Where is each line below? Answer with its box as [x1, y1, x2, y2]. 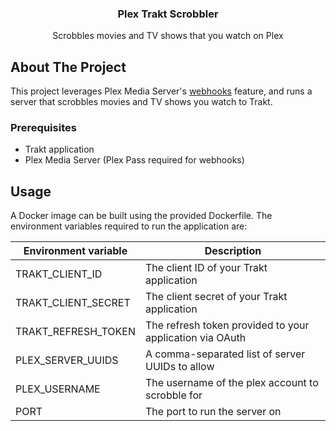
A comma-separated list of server [145, 347, 306, 361]
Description [204, 244, 262, 258]
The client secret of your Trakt [145, 290, 288, 304]
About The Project [10, 58, 127, 76]
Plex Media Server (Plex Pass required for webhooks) [24, 154, 245, 166]
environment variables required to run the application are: [10, 220, 248, 232]
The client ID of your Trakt [145, 261, 268, 275]
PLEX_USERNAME [15, 382, 101, 396]
